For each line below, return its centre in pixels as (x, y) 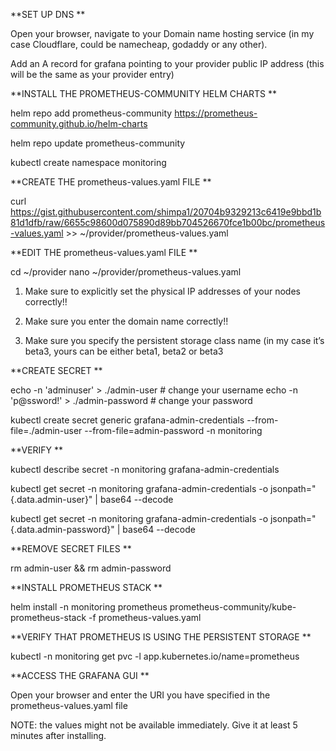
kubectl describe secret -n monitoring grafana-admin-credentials (145, 469)
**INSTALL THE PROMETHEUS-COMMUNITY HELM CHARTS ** (144, 93)
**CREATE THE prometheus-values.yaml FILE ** (111, 182)
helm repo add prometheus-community (91, 113)
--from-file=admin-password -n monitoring (173, 430)
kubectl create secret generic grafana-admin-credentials (127, 420)
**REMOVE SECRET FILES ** (71, 548)
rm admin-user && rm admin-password (91, 568)
